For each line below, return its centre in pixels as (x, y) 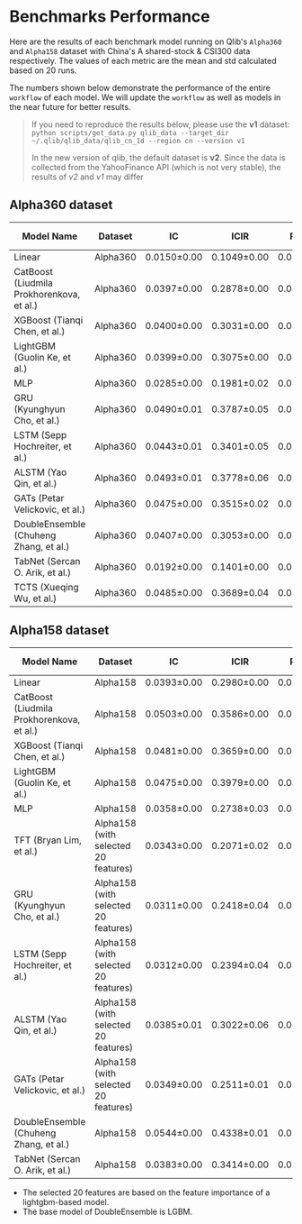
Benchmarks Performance (110, 17)
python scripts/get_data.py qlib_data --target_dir (130, 132)
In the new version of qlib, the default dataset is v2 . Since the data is (158, 157)
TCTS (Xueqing (46, 587)
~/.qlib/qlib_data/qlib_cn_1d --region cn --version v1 (138, 141)
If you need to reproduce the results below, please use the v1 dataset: (160, 124)
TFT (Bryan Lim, (48, 840)
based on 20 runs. (43, 70)
